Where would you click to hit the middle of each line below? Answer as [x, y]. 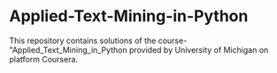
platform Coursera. [43, 59]
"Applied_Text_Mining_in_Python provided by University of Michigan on [139, 49]
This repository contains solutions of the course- [98, 40]
